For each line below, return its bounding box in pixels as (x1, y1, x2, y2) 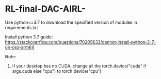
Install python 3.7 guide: (5, 34, 53, 40)
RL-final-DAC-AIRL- (5, 3, 86, 15)
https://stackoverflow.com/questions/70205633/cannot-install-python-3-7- (5, 39, 156, 45)
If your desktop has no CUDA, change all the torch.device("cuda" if (12, 63, 146, 69)
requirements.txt (5, 24, 38, 30)
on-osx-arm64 (5, 44, 34, 50)
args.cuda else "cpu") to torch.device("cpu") (12, 68, 102, 74)
